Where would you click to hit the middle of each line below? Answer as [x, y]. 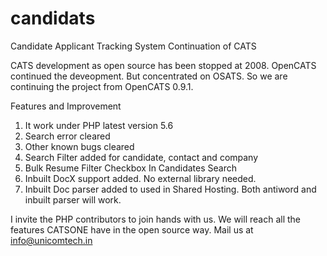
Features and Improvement [66, 106]
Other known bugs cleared [79, 146]
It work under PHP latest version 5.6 [99, 125]
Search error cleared [67, 136]
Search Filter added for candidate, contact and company [141, 157]
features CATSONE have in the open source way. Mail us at [132, 229]
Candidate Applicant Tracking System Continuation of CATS [133, 46]
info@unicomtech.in [51, 240]
